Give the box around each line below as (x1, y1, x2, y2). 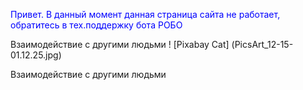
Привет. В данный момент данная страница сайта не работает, (10, 9, 281, 20)
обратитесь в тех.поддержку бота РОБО (10, 19, 183, 31)
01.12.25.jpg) (10, 49, 62, 61)
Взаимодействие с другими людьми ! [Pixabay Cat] (10, 39, 230, 50)
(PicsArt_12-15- (231, 39, 294, 50)
